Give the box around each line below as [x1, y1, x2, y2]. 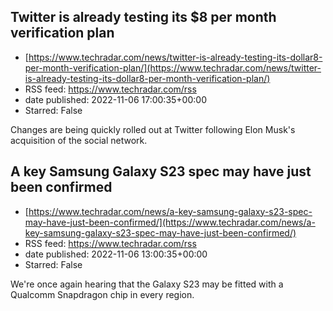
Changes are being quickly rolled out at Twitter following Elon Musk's [10, 123, 296, 135]
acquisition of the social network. [10, 134, 148, 146]
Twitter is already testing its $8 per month [10, 9, 277, 26]
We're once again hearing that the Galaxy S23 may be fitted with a [10, 278, 284, 290]
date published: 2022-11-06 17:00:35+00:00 [24, 93, 207, 105]
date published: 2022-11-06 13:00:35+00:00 [24, 248, 208, 260]
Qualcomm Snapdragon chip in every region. [10, 288, 195, 300]
